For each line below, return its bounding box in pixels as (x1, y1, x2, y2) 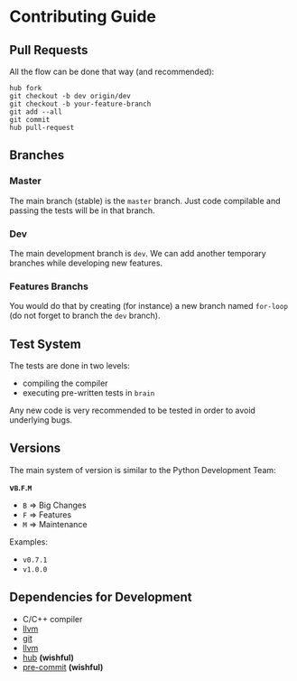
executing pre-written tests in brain (22, 387, 155, 398)
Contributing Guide (9, 6, 156, 27)
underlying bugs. (9, 415, 73, 425)
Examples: (9, 536, 48, 547)
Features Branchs (9, 280, 88, 293)
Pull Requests (9, 42, 88, 58)
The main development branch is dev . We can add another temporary (9, 247, 266, 258)
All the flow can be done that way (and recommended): (9, 66, 215, 77)
